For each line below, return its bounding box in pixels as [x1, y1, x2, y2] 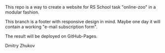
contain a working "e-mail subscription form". [5, 24, 98, 30]
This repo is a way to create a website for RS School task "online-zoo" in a [5, 4, 156, 10]
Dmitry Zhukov [5, 43, 35, 48]
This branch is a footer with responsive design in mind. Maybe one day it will [5, 19, 161, 24]
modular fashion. [5, 9, 39, 15]
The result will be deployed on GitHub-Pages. [5, 34, 98, 39]
